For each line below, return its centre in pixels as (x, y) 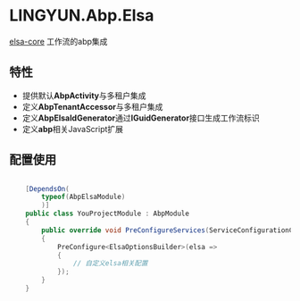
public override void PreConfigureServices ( (125, 230)
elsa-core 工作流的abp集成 (58, 41)
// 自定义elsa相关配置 (110, 263)
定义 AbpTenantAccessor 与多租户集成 (92, 106)
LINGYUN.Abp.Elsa (82, 16)
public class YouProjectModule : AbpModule (108, 214)
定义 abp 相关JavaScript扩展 (72, 129)
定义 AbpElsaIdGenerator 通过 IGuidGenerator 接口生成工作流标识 (141, 118)
